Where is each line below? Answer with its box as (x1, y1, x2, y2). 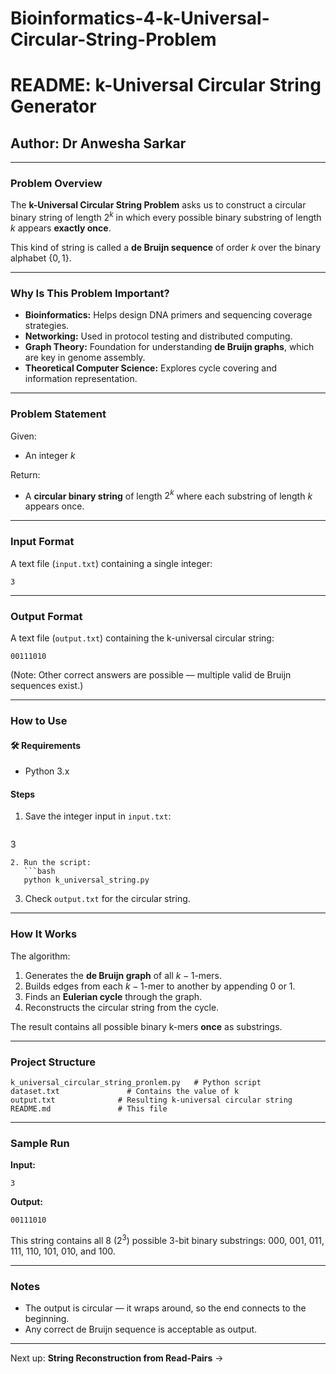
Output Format (10, 609, 83, 623)
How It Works (10, 927, 78, 941)
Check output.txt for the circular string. (24, 893, 191, 905)
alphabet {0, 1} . (10, 252, 72, 264)
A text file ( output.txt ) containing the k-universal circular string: (10, 632, 275, 644)
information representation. (24, 373, 138, 385)
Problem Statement (10, 407, 107, 421)
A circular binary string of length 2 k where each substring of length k (24, 488, 313, 502)
